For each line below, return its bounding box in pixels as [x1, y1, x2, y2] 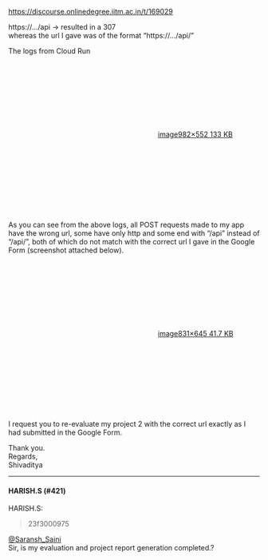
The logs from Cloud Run [8, 46, 91, 55]
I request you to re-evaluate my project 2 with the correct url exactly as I [8, 419, 246, 428]
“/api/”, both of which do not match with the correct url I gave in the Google [8, 237, 255, 246]
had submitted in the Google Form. [8, 427, 122, 437]
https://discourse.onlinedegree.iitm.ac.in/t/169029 [8, 7, 173, 16]
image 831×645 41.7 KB [158, 329, 234, 338]
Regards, [8, 451, 38, 461]
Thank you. [8, 443, 45, 452]
